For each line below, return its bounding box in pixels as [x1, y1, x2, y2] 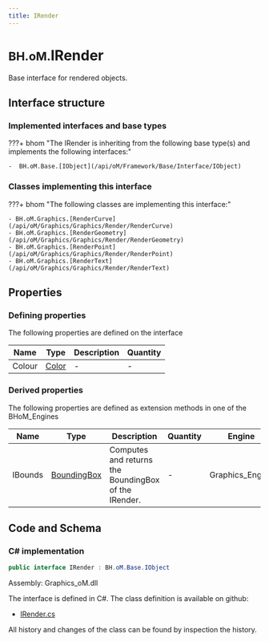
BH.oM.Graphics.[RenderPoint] [15, 242, 116, 251]
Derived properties [8, 384, 84, 396]
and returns [109, 454, 154, 465]
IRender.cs [19, 609, 56, 619]
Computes [109, 444, 149, 455]
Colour [12, 360, 38, 372]
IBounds [12, 469, 44, 480]
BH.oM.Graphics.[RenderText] [15, 257, 113, 265]
